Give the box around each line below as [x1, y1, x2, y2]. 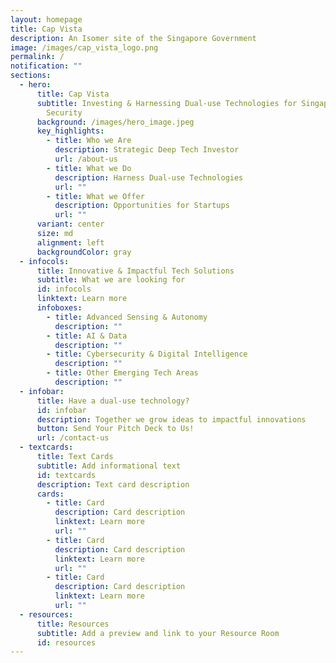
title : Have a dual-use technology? [36, 396, 190, 406]
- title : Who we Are [46, 136, 132, 146]
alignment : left [36, 237, 105, 248]
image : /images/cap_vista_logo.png [10, 42, 159, 53]
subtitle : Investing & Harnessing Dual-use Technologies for [36, 98, 298, 108]
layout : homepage [10, 14, 83, 25]
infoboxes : [36, 303, 83, 313]
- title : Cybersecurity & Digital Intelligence [46, 349, 248, 360]
